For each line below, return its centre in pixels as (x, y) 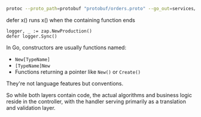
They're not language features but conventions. (65, 83)
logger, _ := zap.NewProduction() (49, 31)
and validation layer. (31, 107)
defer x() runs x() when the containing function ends (71, 20)
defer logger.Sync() (32, 36)
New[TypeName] (32, 59)
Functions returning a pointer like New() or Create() (78, 71)
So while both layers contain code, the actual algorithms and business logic (99, 95)
